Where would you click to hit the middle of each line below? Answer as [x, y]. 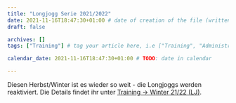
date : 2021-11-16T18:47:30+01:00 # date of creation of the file [105, 20]
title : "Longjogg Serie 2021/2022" [59, 14]
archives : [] [26, 39]
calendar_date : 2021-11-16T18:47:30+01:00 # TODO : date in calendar [110, 59]
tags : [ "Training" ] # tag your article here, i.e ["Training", [102, 46]
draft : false [26, 27]
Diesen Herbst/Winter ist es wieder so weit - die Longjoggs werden [105, 84]
